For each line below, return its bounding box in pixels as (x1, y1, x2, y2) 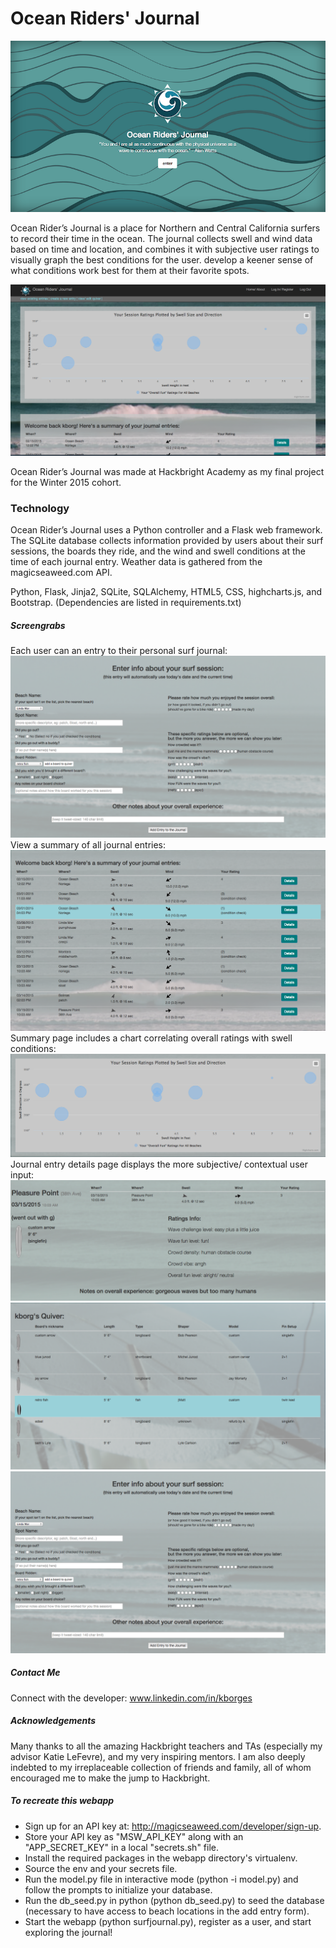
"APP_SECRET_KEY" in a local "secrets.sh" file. (24, 1841, 219, 1853)
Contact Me (10, 1667, 61, 1679)
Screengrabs (10, 620, 66, 632)
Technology (10, 502, 70, 516)
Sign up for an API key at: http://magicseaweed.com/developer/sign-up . (24, 1820, 322, 1832)
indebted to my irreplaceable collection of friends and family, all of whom (10, 1761, 312, 1773)
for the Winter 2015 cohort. (10, 477, 122, 489)
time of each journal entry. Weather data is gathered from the (10, 556, 263, 568)
